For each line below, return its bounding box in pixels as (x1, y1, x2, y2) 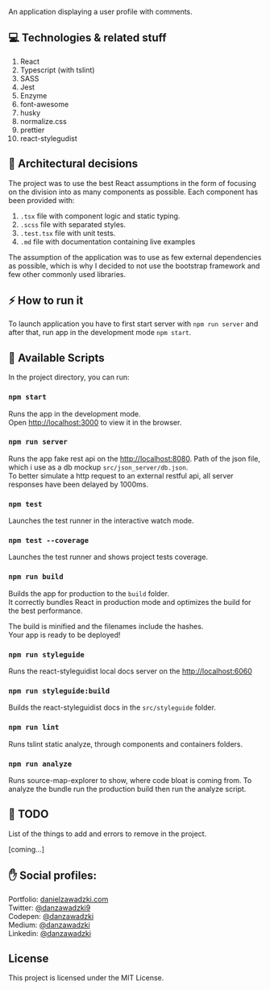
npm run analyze (8, 759, 73, 768)
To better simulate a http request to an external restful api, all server (8, 470, 234, 480)
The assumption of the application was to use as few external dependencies (8, 252, 262, 262)
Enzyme (19, 90, 48, 100)
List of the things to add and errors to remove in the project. (8, 829, 207, 839)
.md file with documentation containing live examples (19, 237, 196, 246)
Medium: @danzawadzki (8, 920, 90, 930)
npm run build (8, 572, 64, 582)
